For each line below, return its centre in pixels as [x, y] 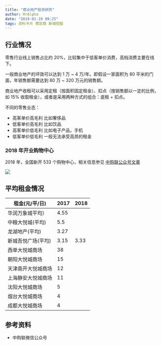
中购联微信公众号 [30, 337]
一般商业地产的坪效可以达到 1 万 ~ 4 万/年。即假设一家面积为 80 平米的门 [80, 74]
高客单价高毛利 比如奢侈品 [39, 118]
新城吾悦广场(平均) [29, 241]
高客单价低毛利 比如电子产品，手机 [47, 130]
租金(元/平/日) [30, 204]
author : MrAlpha [22, 14]
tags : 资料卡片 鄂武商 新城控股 [34, 23]
